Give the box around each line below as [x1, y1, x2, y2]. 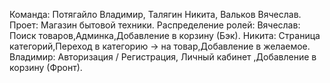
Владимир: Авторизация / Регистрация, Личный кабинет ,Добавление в [9, 51, 317, 63]
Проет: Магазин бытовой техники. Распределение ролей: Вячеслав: [9, 19, 301, 31]
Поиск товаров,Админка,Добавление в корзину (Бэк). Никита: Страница [9, 30, 321, 41]
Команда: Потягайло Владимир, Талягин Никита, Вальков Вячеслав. [9, 9, 302, 20]
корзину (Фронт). [9, 62, 83, 73]
